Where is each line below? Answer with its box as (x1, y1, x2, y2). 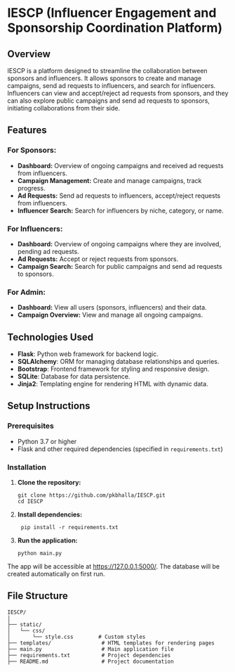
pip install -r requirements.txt (20, 524, 119, 531)
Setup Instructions (7, 400, 90, 412)
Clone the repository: (17, 478, 81, 487)
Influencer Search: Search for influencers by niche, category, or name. (17, 206, 224, 215)
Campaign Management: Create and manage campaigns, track (17, 176, 202, 184)
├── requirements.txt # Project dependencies (7, 652, 171, 659)
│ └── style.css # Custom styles (7, 633, 146, 640)
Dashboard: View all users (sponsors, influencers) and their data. (17, 303, 207, 312)
